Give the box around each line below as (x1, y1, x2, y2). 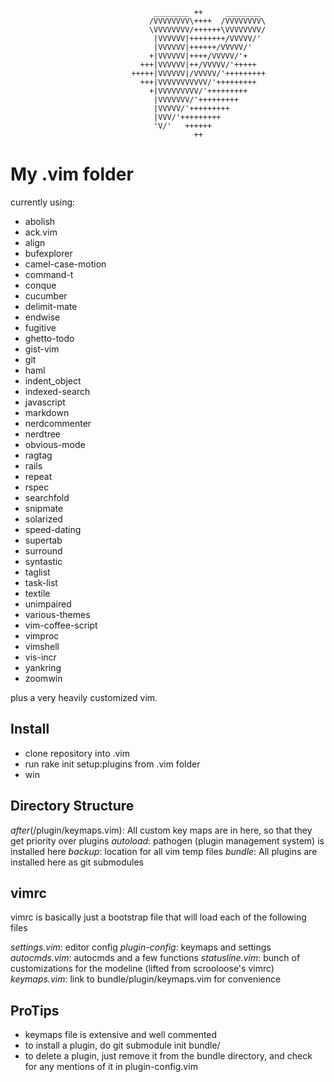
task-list (24, 576, 58, 588)
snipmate (24, 502, 64, 514)
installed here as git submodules (10, 856, 144, 868)
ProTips (10, 1002, 60, 1019)
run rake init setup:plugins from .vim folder (24, 758, 201, 770)
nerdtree (24, 428, 61, 440)
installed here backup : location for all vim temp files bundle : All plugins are (10, 845, 318, 857)
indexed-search (24, 385, 91, 397)
